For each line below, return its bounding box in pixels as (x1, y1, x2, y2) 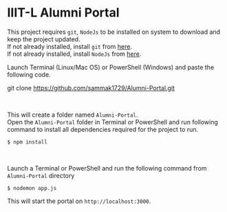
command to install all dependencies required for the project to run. (7, 125, 199, 133)
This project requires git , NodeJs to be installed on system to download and (7, 28, 221, 36)
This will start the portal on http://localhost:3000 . (7, 197, 151, 205)
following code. (7, 70, 51, 79)
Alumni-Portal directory (7, 171, 75, 180)
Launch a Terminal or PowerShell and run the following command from (7, 164, 207, 172)
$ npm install (7, 138, 48, 146)
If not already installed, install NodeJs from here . (7, 50, 142, 58)
